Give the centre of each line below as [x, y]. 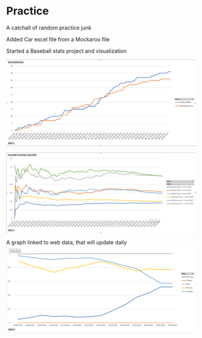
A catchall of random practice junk [49, 28]
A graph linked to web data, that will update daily [67, 243]
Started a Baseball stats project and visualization [66, 51]
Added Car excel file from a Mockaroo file [58, 39]
